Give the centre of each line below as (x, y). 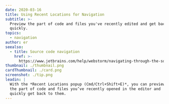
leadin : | (16, 79)
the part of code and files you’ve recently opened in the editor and (85, 89)
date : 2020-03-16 (23, 10)
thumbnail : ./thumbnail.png (35, 65)
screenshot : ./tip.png (29, 75)
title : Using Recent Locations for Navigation (55, 14)
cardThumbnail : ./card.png (33, 70)
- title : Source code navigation (45, 51)
